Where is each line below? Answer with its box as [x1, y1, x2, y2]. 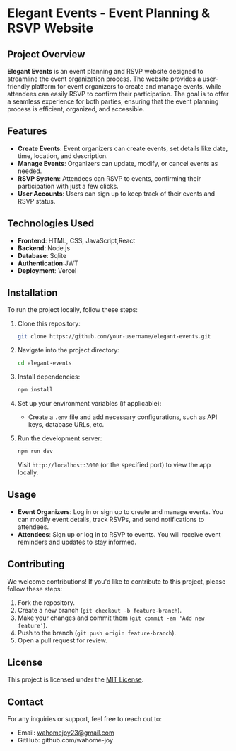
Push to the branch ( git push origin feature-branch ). [17, 628, 177, 637]
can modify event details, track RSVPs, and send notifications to [17, 515, 205, 523]
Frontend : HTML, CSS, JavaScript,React [17, 236, 136, 245]
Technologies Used [7, 218, 94, 230]
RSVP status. [17, 196, 56, 205]
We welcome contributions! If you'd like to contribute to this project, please [7, 577, 226, 586]
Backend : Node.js [17, 243, 71, 252]
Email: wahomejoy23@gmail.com [17, 728, 114, 737]
